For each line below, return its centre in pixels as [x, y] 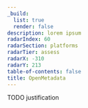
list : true [29, 20]
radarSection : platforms [43, 46]
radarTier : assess [33, 53]
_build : [18, 13]
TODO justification [33, 98]
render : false [33, 26]
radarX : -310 [26, 59]
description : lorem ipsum [44, 33]
